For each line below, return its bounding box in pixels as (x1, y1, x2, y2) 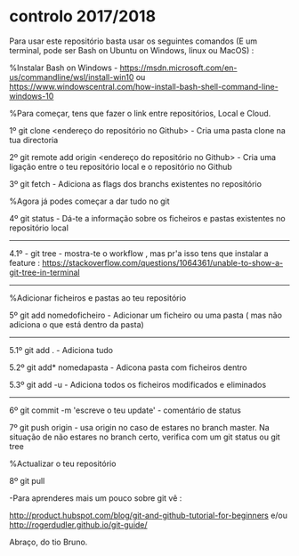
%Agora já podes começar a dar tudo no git (9, 196, 171, 206)
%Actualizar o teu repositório (9, 458, 117, 469)
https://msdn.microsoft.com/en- (119, 62, 238, 73)
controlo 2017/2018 (9, 6, 157, 27)
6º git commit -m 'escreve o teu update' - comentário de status (9, 405, 242, 415)
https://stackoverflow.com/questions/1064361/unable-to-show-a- (41, 257, 283, 268)
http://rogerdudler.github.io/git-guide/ (9, 519, 149, 530)
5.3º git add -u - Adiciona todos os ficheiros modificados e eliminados (9, 379, 267, 390)
